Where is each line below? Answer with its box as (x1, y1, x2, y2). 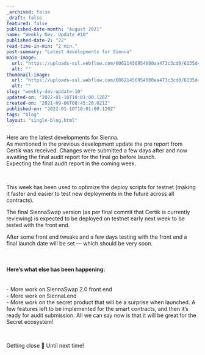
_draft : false (6, 15, 43, 21)
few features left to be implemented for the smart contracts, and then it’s (6, 305, 189, 313)
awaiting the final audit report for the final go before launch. (6, 154, 157, 161)
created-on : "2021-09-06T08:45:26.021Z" (6, 100, 111, 106)
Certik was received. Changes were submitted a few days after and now (6, 147, 188, 154)
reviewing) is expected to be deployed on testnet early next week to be (6, 215, 185, 222)
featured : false (6, 20, 48, 26)
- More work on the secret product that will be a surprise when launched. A (6, 299, 196, 306)
